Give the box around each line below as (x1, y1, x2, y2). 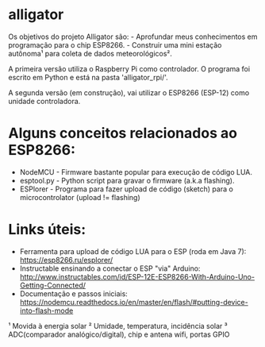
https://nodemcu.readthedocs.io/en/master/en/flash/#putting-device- (19, 297, 248, 307)
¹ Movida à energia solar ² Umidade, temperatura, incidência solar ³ (8, 321, 228, 330)
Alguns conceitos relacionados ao (8, 125, 238, 142)
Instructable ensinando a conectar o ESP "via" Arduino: (19, 264, 201, 273)
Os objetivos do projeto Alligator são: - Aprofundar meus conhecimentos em (8, 32, 258, 41)
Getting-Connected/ (19, 280, 86, 290)
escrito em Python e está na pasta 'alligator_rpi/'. (8, 72, 168, 82)
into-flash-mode (19, 306, 74, 315)
